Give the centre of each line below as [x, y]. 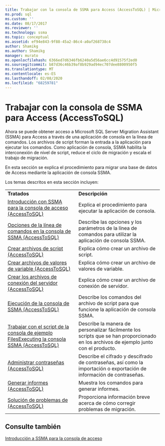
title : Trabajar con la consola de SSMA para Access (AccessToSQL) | [78, 10]
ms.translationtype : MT [29, 69]
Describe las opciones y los [110, 222]
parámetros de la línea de [108, 228]
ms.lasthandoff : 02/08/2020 [34, 78]
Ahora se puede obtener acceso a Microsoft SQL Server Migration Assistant [82, 132]
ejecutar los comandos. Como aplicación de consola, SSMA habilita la [76, 147]
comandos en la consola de [39, 231]
